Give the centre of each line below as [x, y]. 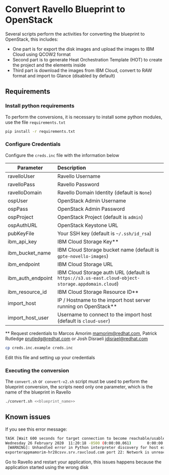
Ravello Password [78, 184]
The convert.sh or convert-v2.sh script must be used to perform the [76, 381]
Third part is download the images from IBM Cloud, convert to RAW [82, 70]
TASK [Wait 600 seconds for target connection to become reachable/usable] [86, 438]
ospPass [18, 209]
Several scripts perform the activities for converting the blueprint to [75, 34]
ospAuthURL [23, 225]
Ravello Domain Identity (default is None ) [104, 192]
